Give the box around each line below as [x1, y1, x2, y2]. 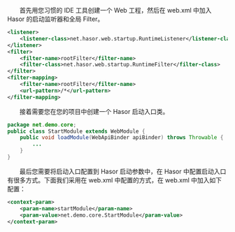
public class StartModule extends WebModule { [7, 128, 145, 135]
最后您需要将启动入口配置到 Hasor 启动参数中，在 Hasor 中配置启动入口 [20, 167, 227, 175]
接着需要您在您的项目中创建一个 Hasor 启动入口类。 [20, 107, 169, 115]
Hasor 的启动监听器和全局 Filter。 [7, 15, 104, 23]
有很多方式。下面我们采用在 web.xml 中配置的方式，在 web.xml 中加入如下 [7, 175, 222, 184]
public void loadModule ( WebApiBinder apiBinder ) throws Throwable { [20, 134, 224, 141]
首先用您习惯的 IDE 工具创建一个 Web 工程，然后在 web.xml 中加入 [20, 6, 212, 14]
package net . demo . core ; [7, 121, 77, 128]
